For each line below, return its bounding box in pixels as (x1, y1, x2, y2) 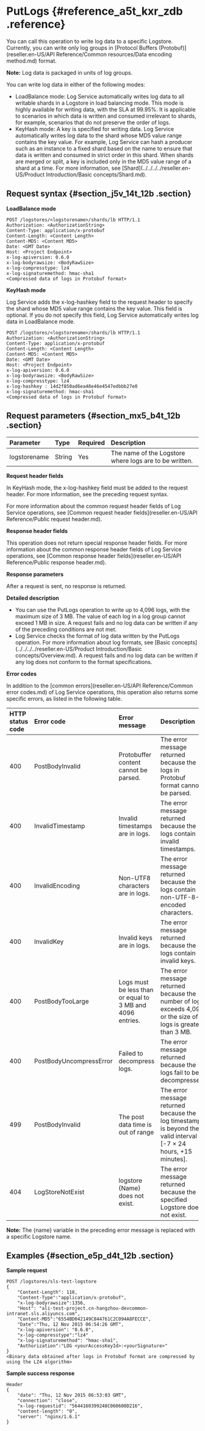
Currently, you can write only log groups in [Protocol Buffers (6, 44, 157, 51)
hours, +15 (160, 1147, 192, 1155)
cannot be (118, 766, 148, 774)
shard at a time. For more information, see (15, 164, 121, 172)
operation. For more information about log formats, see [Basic (15, 638, 171, 646)
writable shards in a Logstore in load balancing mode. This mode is (15, 99, 184, 107)
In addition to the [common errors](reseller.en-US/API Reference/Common (6, 682, 193, 689)
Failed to (118, 1049, 143, 1057)
